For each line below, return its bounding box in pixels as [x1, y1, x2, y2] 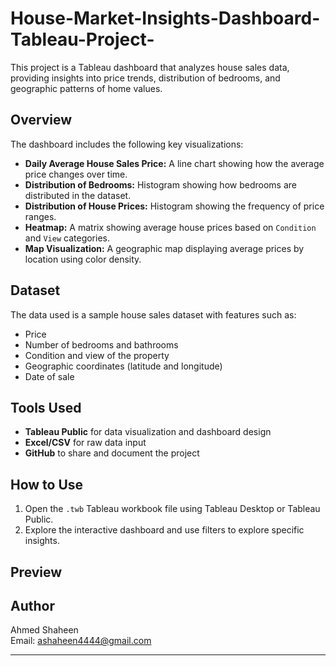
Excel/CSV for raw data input [24, 437, 147, 449]
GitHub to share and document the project [24, 447, 200, 459]
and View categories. [24, 232, 110, 244]
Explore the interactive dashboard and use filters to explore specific [24, 524, 305, 536]
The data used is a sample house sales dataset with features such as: [10, 308, 297, 321]
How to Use [10, 476, 84, 493]
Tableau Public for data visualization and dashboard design [24, 426, 272, 438]
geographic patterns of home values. [10, 82, 163, 94]
